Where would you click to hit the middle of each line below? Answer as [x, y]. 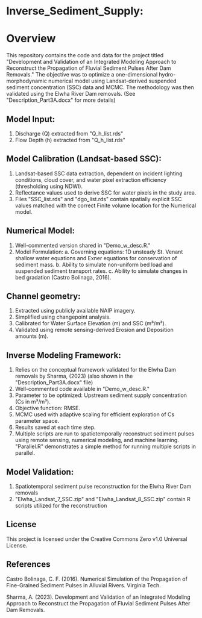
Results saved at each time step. [55, 427]
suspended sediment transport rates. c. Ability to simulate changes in [101, 271]
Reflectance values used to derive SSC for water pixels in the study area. [106, 192]
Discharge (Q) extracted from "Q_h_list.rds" [69, 133]
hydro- [167, 75]
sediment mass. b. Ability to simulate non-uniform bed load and [94, 264]
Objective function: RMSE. [47, 408]
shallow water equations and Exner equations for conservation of [96, 258]
